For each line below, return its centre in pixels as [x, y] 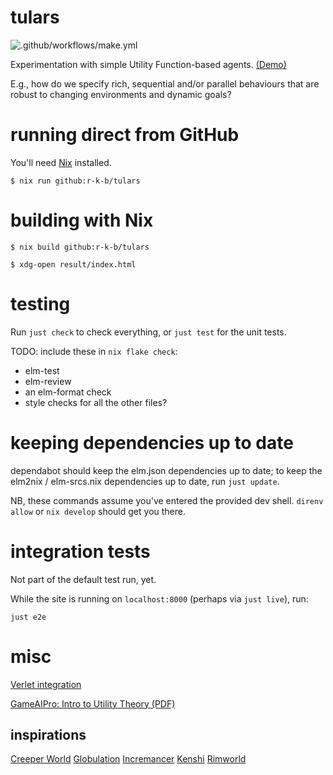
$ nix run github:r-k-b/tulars [75, 181]
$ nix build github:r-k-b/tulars [80, 247]
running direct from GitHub [125, 135]
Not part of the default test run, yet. [83, 579]
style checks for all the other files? [96, 402]
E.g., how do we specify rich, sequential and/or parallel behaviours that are [165, 83]
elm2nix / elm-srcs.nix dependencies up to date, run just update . [145, 481]
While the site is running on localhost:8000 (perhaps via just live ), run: [159, 598]
